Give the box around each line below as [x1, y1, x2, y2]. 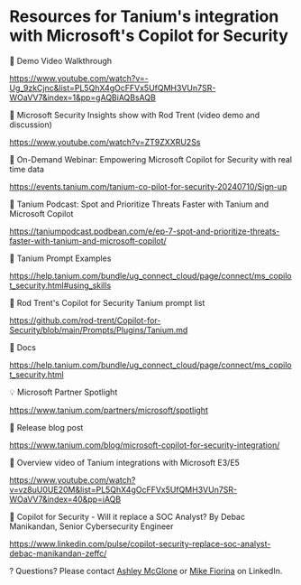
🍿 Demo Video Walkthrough [9, 55, 113, 66]
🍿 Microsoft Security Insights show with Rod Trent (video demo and [9, 109, 260, 120]
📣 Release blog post [9, 422, 84, 432]
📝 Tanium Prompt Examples [9, 253, 112, 264]
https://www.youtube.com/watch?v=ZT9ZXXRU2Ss [9, 136, 201, 147]
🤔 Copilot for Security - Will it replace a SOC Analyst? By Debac [9, 511, 246, 522]
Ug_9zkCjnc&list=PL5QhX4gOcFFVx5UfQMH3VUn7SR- [9, 82, 216, 93]
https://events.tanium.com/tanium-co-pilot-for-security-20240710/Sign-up [9, 181, 287, 191]
